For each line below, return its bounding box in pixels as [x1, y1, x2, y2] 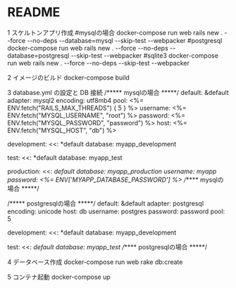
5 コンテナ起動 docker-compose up [7, 273, 111, 281]
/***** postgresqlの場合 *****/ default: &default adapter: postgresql [7, 199, 204, 208]
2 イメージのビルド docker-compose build [7, 73, 130, 82]
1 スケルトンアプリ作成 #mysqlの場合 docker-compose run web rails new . [7, 28, 223, 37]
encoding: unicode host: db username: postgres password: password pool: [7, 207, 225, 215]
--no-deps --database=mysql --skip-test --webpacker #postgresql [27, 36, 223, 44]
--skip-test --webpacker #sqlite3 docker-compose [70, 51, 218, 60]
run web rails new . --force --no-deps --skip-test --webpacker [7, 58, 190, 67]
